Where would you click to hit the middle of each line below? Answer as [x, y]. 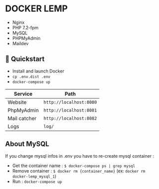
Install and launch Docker [38, 71]
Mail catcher [22, 118]
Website [17, 102]
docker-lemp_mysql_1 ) [34, 176]
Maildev [20, 43]
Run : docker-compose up [37, 181]
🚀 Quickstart [25, 59]
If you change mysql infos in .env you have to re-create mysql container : [80, 156]
